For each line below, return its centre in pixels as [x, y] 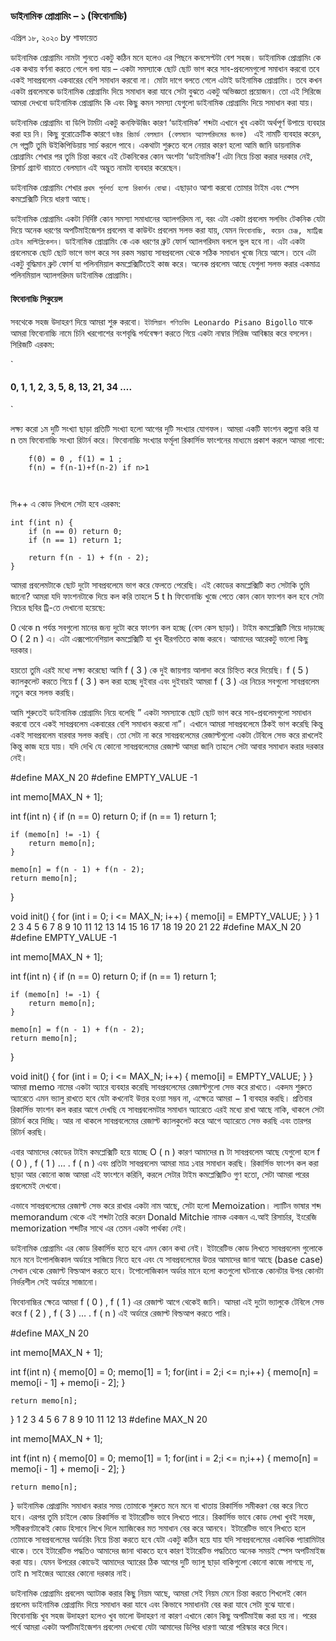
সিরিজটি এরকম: [32, 344]
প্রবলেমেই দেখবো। [36, 1185]
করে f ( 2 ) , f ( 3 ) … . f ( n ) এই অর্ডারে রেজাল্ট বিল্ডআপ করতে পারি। [121, 1313]
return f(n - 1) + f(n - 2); [89, 557]
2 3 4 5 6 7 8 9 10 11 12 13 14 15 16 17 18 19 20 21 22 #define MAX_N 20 [156, 926]
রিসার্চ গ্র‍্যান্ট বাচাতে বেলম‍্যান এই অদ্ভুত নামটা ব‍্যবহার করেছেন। [96, 168]
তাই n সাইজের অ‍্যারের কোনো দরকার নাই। [71, 1573]
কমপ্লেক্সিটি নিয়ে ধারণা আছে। [51, 199]
